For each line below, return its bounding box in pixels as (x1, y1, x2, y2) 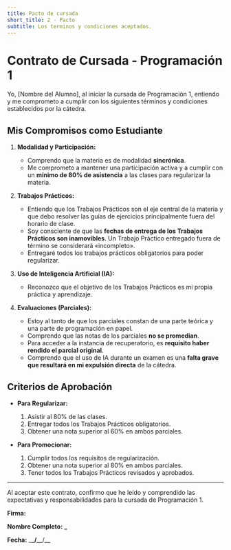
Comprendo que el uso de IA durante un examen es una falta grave (27, 354, 219, 362)
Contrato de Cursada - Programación (7, 52, 223, 68)
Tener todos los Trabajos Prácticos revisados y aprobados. (27, 468, 195, 476)
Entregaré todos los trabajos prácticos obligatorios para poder (27, 249, 204, 257)
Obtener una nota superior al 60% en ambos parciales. (27, 427, 184, 435)
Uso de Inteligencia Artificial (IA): (16, 269, 115, 278)
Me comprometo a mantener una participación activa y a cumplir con (27, 163, 223, 172)
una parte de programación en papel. (27, 325, 133, 333)
